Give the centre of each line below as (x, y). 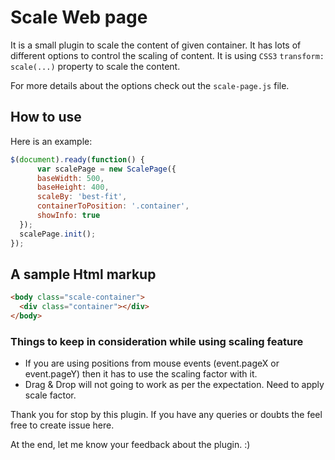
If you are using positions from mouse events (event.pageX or (152, 363)
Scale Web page (79, 17)
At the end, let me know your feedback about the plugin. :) (130, 445)
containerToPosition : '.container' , (113, 206)
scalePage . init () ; (58, 234)
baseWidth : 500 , (70, 178)
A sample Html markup (83, 274)
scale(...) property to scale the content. (95, 66)
